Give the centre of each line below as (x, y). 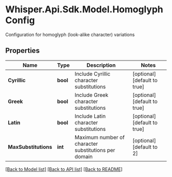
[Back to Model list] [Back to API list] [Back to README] (64, 169)
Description (101, 65)
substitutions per (95, 150)
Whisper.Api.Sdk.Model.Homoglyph (84, 9)
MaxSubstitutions (30, 147)
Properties (23, 51)
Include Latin (90, 116)
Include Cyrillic (92, 74)
